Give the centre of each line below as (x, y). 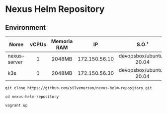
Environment (26, 28)
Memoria (62, 41)
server (15, 62)
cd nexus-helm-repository (32, 97)
